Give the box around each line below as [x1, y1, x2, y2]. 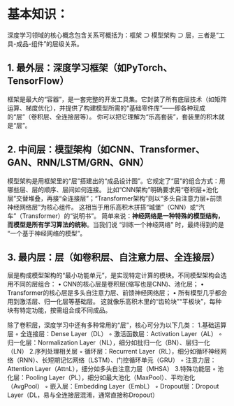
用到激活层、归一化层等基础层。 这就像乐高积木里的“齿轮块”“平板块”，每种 [7, 298, 222, 306]
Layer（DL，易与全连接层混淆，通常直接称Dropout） [7, 391, 159, 399]
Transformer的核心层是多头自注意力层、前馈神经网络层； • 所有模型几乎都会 [7, 289, 228, 297]
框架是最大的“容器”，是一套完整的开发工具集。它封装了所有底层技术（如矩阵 [7, 95, 227, 103]
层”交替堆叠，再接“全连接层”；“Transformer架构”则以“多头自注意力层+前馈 [7, 194, 222, 203]
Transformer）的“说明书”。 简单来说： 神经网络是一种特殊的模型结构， [22, 211, 224, 220]
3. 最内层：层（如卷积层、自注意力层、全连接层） [7, 251, 220, 263]
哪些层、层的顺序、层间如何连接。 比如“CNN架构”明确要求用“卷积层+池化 [7, 185, 219, 194]
